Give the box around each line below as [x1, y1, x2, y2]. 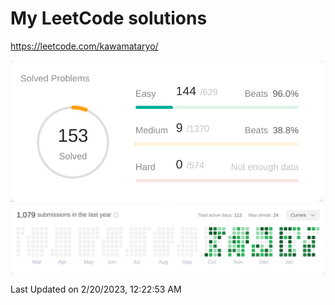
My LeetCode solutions [10, 7, 208, 30]
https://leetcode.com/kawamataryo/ [10, 40, 159, 52]
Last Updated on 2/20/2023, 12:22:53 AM [10, 283, 182, 295]
